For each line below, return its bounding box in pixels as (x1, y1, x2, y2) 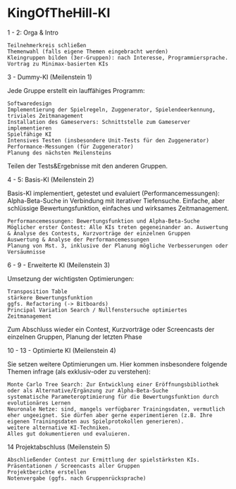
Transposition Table (7, 287, 68, 295)
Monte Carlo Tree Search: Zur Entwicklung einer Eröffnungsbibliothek (7, 380, 219, 388)
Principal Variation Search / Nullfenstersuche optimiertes (7, 307, 188, 314)
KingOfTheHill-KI (7, 5, 111, 21)
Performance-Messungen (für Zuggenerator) (7, 143, 134, 150)
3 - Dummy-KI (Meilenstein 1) (7, 73, 93, 81)
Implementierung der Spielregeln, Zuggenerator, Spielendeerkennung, (7, 106, 216, 113)
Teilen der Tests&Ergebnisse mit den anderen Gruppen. (7, 161, 168, 170)
